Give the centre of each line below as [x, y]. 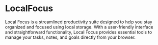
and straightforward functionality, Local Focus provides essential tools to [79, 32]
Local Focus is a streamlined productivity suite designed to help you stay [79, 22]
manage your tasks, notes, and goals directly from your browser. [70, 37]
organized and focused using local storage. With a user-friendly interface [79, 27]
